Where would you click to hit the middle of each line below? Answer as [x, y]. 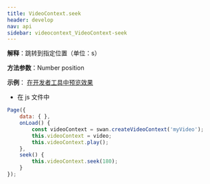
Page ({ [16, 110]
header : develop [30, 20]
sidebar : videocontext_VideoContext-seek [67, 33]
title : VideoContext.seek [44, 13]
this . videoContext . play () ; [70, 142]
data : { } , [35, 117]
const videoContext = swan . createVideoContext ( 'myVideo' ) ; [118, 129]
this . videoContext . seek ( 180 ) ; [75, 162]
